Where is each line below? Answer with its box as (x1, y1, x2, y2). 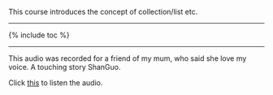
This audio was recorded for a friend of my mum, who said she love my (8, 54, 247, 63)
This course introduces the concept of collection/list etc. (8, 7, 198, 16)
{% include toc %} (8, 30, 71, 40)
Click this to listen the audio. (8, 78, 103, 88)
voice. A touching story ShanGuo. (8, 63, 121, 71)
